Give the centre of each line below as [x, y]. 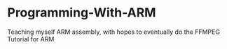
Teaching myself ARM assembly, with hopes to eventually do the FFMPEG [114, 32]
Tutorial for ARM [31, 39]
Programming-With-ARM [82, 13]
